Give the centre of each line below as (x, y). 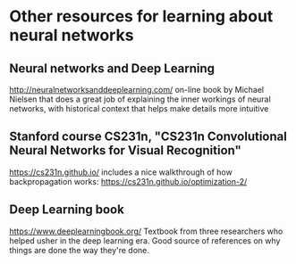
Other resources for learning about (141, 16)
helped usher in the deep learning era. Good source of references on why (145, 240)
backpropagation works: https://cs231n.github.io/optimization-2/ (128, 181)
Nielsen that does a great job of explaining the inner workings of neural (140, 99)
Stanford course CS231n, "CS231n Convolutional (148, 137)
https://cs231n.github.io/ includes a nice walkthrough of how (121, 172)
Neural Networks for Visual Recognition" (125, 150)
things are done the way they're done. (80, 250)
